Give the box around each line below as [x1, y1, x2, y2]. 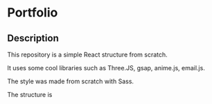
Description [7, 32, 59, 44]
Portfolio [7, 5, 58, 21]
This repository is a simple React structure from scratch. [7, 50, 168, 59]
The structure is [7, 91, 53, 98]
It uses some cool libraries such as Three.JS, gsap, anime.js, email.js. [7, 64, 206, 72]
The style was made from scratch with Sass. [7, 77, 134, 85]
